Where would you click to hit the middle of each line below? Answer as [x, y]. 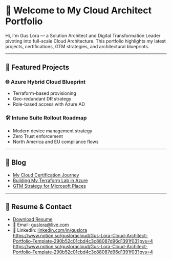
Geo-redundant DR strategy [42, 98]
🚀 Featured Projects [37, 67]
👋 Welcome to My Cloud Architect [79, 11]
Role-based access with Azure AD [49, 104]
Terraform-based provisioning [45, 93]
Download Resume [33, 219]
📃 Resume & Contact [38, 207]
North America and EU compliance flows [56, 142]
